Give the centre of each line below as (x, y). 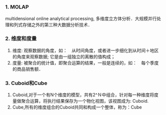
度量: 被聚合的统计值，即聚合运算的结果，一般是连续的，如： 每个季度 (85, 62)
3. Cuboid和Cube (26, 83)
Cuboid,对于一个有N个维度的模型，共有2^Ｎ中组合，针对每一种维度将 (83, 95)
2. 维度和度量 (21, 39)
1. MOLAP (17, 7)
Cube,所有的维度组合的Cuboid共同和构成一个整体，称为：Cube (77, 107)
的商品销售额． (28, 69)
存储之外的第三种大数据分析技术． (57, 25)
